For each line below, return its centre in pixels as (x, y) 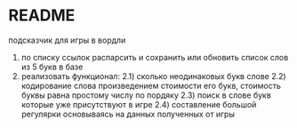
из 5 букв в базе (52, 67)
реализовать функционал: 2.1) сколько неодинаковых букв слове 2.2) (153, 76)
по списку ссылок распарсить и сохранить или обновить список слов (155, 57)
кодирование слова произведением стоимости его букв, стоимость (151, 85)
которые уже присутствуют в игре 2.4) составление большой (139, 104)
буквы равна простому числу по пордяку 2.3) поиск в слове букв (146, 95)
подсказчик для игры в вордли (67, 40)
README (42, 16)
